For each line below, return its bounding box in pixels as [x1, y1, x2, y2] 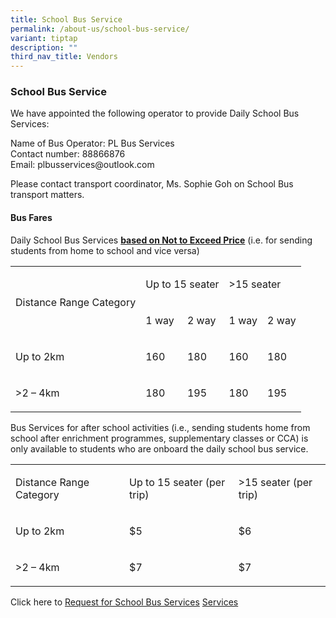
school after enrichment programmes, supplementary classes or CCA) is [10, 432, 309, 444]
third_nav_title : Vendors [10, 52, 118, 62]
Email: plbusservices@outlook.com [10, 159, 155, 171]
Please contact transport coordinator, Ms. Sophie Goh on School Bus [10, 178, 294, 190]
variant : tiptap [10, 33, 78, 43]
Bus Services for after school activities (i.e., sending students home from [10, 421, 311, 433]
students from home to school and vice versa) [10, 244, 200, 256]
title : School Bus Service [10, 14, 123, 25]
